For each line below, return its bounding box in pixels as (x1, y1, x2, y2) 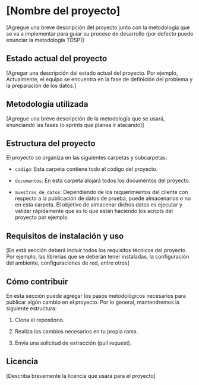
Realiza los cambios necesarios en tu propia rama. (14, 328, 138, 335)
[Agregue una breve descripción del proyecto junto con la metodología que (6, 24, 190, 31)
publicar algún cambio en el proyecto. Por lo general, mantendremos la (6, 298, 180, 306)
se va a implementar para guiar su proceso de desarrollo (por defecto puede (6, 30, 194, 37)
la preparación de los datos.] (6, 82, 77, 89)
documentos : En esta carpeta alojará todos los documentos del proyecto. (14, 177, 191, 184)
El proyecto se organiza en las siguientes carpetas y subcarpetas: (6, 154, 168, 161)
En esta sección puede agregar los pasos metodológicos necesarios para (6, 292, 186, 299)
